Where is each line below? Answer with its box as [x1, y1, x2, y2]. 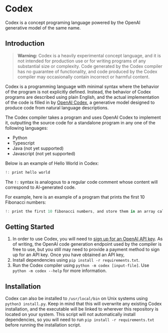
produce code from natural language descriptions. [5, 104, 109, 110]
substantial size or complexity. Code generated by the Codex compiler [17, 63, 162, 69]
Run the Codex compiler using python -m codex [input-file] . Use [12, 263, 149, 269]
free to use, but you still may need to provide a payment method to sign [12, 247, 160, 253]
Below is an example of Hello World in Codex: [5, 160, 99, 166]
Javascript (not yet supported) [12, 150, 75, 156]
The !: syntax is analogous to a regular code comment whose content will [5, 179, 158, 185]
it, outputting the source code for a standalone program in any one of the [5, 119, 156, 125]
